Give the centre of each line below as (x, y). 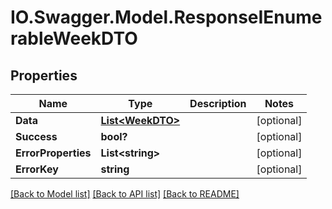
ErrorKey (37, 169)
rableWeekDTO (74, 38)
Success (36, 136)
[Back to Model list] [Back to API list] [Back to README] (125, 194)
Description (218, 103)
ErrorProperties (53, 153)
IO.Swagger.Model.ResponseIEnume (166, 17)
